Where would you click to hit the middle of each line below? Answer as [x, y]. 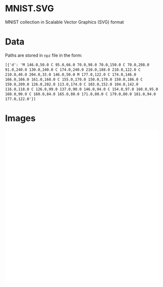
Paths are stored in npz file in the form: [44, 55]
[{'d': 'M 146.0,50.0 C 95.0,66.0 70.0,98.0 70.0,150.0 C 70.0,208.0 [77, 65]
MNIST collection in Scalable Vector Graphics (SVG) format [65, 22]
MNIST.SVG [30, 9]
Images [20, 118]
